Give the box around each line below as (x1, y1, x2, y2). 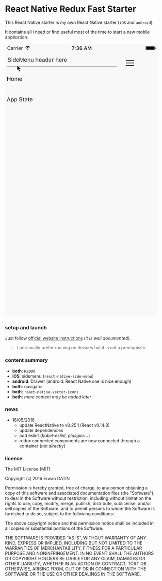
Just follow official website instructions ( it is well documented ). (5, 335, 131, 341)
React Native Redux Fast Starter (5, 3, 137, 15)
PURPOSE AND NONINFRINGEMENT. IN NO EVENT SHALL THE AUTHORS (5, 550, 154, 556)
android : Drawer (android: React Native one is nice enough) (12, 378, 132, 384)
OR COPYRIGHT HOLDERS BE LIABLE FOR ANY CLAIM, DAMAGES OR (5, 556, 146, 562)
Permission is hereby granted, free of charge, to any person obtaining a (5, 485, 148, 491)
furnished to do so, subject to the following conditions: (5, 511, 114, 517)
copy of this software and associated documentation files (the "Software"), (5, 490, 155, 496)
